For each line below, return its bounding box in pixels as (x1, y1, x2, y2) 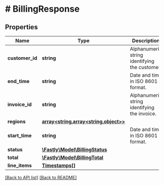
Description (132, 38, 160, 44)
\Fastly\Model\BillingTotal (41, 154, 103, 161)
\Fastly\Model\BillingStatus (41, 146, 107, 153)
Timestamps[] (41, 162, 76, 169)
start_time (7, 132, 32, 139)
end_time (7, 78, 30, 84)
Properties (5, 23, 38, 31)
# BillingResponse (5, 3, 80, 15)
